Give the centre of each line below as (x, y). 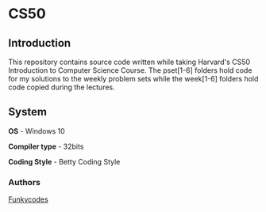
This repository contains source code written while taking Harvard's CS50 (129, 62)
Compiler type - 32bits (46, 146)
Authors (25, 182)
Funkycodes (29, 199)
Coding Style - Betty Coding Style (64, 161)
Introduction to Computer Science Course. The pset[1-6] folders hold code (130, 70)
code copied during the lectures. (62, 87)
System (28, 112)
